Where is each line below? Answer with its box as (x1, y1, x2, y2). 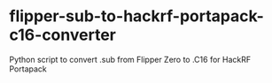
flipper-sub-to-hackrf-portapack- (9, 6, 264, 26)
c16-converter (9, 25, 117, 45)
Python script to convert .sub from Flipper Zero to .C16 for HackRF (9, 54, 252, 64)
